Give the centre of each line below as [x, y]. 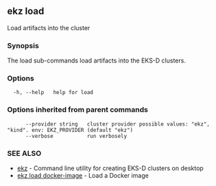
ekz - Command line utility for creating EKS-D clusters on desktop [110, 168]
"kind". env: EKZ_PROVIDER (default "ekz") [70, 130]
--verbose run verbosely [76, 136]
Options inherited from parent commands [78, 110]
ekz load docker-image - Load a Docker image [83, 175]
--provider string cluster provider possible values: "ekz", [118, 124]
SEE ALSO [24, 153]
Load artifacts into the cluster [49, 27]
